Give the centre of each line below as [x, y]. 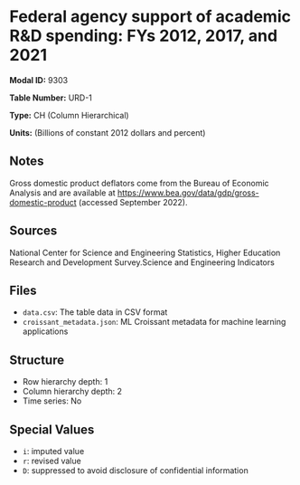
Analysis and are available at [62, 193]
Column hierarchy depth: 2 [72, 392]
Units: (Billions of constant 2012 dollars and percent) [108, 132]
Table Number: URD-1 [51, 98]
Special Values [52, 429]
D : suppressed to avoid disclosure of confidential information [135, 471]
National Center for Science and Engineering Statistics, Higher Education [145, 252]
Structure [37, 360]
